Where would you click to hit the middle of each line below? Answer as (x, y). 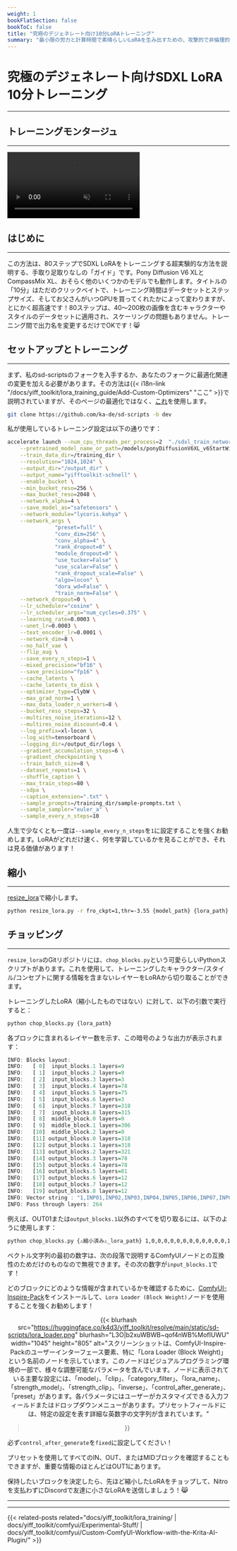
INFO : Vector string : (41, 1197)
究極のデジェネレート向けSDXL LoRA (115, 77)
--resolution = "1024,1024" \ (61, 462)
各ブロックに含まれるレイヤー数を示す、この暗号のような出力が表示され (112, 1038)
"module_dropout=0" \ (86, 554)
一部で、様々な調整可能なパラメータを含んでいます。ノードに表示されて (124, 1370)
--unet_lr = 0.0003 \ (49, 625)
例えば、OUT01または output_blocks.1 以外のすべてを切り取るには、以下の (115, 1218)
